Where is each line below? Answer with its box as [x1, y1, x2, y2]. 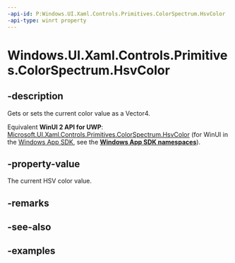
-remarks [7, 197, 49, 209]
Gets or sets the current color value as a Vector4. [7, 109, 150, 117]
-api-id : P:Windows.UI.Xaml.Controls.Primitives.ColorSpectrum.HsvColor [7, 10, 226, 18]
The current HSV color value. [7, 177, 92, 185]
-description [7, 90, 64, 102]
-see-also [7, 221, 52, 233]
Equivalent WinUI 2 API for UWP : [7, 123, 104, 131]
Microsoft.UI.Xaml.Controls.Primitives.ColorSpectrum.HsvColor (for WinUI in [7, 130, 228, 138]
